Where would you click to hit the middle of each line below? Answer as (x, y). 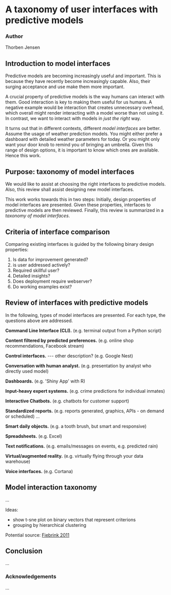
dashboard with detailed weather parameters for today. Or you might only (82, 139)
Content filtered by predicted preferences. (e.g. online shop (69, 340)
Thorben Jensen (23, 48)
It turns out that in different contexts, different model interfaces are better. (83, 129)
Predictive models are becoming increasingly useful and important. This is (83, 76)
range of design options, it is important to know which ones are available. (82, 150)
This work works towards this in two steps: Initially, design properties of (81, 199)
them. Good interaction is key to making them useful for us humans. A (79, 102)
